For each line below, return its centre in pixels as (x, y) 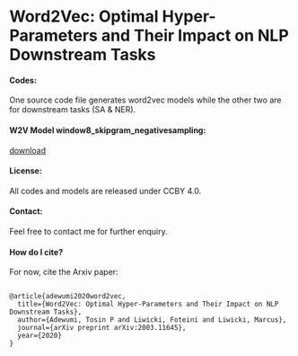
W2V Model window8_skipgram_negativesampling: (108, 130)
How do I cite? (36, 252)
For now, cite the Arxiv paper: (64, 272)
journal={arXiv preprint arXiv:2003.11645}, (102, 328)
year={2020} (40, 336)
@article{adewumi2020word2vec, (68, 297)
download (28, 150)
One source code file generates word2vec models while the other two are (145, 100)
